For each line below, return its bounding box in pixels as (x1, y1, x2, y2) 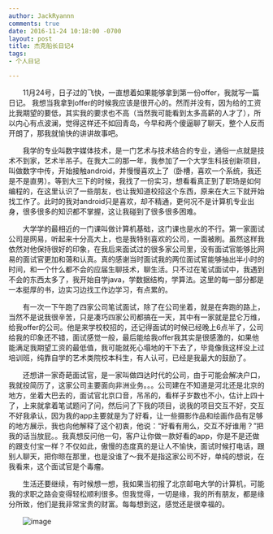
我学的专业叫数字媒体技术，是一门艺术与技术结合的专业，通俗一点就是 (22, 145, 258, 155)
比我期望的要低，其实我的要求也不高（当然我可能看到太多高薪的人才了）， (8, 107, 254, 118)
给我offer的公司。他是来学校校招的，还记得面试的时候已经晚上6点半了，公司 (8, 322, 264, 332)
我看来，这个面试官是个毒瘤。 (8, 461, 108, 471)
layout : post (8, 34, 53, 43)
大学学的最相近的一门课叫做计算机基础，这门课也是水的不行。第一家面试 (22, 224, 265, 233)
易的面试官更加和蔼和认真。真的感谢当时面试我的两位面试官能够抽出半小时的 (8, 254, 265, 264)
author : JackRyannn (8, 11, 75, 20)
